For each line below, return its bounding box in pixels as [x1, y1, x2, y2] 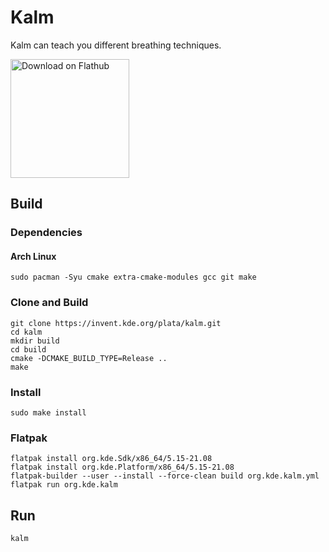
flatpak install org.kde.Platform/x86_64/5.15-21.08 [10, 462, 235, 473]
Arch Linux [10, 250, 57, 262]
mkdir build [10, 336, 60, 346]
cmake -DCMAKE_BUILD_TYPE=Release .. [10, 353, 168, 363]
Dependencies [10, 226, 83, 240]
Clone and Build [10, 296, 89, 310]
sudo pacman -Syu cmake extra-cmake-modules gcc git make [10, 272, 257, 283]
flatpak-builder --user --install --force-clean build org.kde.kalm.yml [10, 471, 320, 481]
